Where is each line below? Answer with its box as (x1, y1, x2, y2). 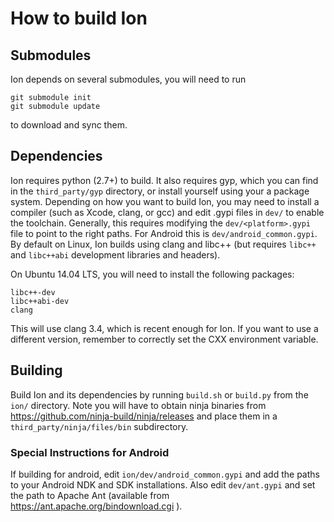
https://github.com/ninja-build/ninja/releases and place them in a (10, 410, 278, 422)
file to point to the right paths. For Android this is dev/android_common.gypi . (10, 227, 318, 239)
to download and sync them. (10, 119, 128, 131)
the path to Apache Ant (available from (10, 489, 170, 501)
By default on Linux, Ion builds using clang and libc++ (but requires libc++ (10, 238, 317, 250)
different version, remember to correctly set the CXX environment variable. (10, 333, 319, 345)
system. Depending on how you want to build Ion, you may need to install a (10, 195, 320, 207)
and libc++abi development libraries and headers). (10, 248, 221, 261)
